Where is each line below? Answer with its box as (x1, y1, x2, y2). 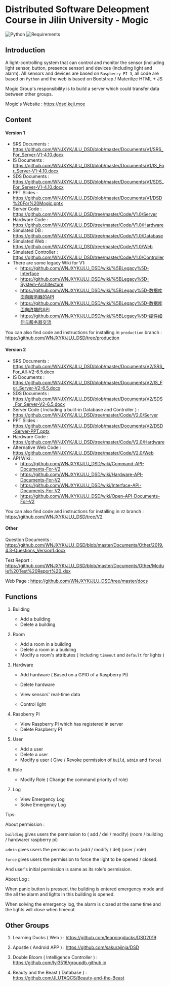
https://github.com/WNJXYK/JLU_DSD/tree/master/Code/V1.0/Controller (12, 254, 164, 260)
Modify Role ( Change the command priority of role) (20, 776, 128, 783)
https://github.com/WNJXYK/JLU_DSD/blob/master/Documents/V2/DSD (12, 423, 163, 429)
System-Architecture (20, 281, 64, 288)
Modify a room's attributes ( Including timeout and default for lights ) (20, 652, 164, 658)
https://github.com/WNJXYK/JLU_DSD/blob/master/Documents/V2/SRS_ (12, 363, 164, 369)
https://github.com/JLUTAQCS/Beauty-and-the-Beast (12, 975, 125, 981)
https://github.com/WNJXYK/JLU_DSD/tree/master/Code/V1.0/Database (12, 233, 163, 239)
